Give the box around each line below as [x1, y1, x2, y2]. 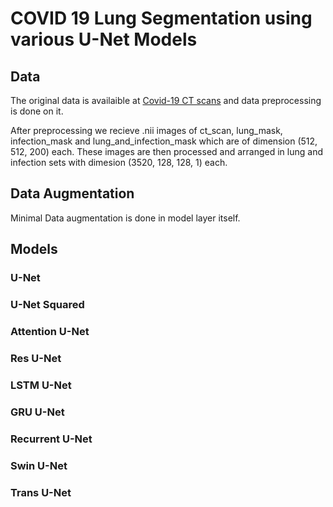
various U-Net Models [10, 28, 198, 51]
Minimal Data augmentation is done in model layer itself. [10, 212, 241, 224]
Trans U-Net [10, 485, 72, 499]
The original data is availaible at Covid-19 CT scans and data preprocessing [10, 95, 322, 106]
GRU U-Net [10, 405, 65, 419]
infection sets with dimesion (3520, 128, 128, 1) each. [10, 157, 228, 168]
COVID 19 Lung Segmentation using [10, 7, 313, 30]
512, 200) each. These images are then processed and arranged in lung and [10, 146, 323, 157]
